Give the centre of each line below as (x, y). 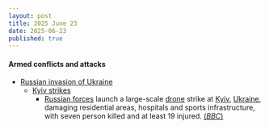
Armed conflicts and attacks (57, 64)
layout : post (30, 16)
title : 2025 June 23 (43, 23)
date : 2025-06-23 (38, 31)
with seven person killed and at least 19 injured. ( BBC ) (134, 116)
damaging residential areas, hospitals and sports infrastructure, (150, 108)
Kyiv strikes (51, 90)
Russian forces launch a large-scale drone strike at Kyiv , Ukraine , (153, 99)
